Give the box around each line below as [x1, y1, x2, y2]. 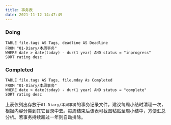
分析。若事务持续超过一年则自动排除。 [5, 114, 85, 120]
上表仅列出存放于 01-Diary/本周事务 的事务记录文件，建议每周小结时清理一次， [5, 102, 166, 108]
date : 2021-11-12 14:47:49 [5, 12, 63, 17]
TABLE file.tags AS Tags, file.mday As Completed [5, 78, 113, 83]
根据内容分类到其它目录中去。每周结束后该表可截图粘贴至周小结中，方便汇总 [5, 108, 166, 114]
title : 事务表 [5, 7, 33, 13]
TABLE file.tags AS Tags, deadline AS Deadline [5, 40, 108, 46]
